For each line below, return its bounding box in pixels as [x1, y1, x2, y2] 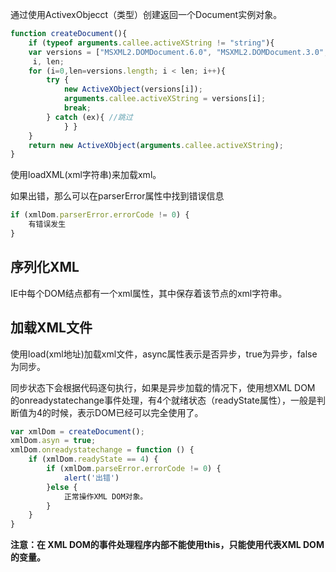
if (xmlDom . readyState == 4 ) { [28, 454, 159, 465]
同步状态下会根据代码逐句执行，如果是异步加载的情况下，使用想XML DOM [10, 381, 316, 393]
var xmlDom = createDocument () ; [10, 426, 145, 437]
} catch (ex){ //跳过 [46, 112, 133, 122]
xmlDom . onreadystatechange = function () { [10, 445, 195, 455]
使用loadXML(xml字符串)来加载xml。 [10, 169, 162, 181]
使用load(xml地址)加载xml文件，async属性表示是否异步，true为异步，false [10, 348, 318, 360]
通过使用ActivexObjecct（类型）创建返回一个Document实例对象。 [10, 9, 283, 20]
